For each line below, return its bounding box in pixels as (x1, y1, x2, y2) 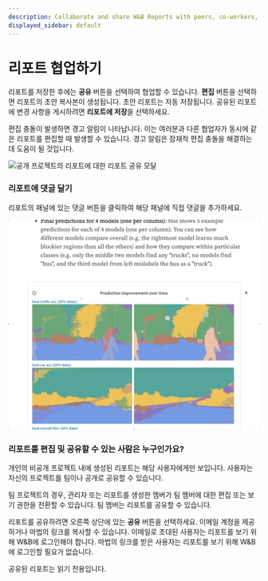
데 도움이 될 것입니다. (8, 144, 74, 153)
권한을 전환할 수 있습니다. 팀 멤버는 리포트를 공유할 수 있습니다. (16, 500, 213, 510)
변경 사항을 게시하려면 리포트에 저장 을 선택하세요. (16, 107, 170, 117)
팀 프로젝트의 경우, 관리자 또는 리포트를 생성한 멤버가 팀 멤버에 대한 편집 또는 (8, 490, 246, 499)
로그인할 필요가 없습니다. (16, 547, 94, 557)
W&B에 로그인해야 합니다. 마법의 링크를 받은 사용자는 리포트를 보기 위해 (16, 537, 239, 547)
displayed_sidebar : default (8, 21, 102, 30)
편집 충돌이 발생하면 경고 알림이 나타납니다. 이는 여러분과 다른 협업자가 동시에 (8, 124, 249, 133)
